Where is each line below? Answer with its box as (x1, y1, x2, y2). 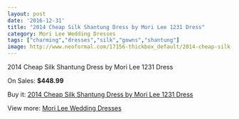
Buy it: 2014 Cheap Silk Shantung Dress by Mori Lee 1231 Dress (7, 90, 193, 98)
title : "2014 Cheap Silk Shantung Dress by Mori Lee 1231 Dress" (7, 23, 205, 30)
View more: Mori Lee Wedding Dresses (7, 104, 122, 112)
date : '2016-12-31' (7, 17, 65, 24)
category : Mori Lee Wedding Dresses (7, 30, 116, 38)
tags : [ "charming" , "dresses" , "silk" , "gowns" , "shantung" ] (7, 37, 180, 44)
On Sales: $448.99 (7, 76, 64, 85)
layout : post (7, 10, 46, 18)
